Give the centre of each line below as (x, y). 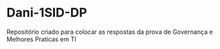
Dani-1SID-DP (47, 13)
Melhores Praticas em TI (41, 39)
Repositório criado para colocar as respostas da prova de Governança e (110, 32)
